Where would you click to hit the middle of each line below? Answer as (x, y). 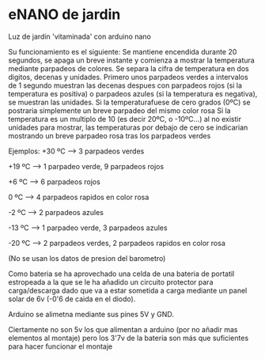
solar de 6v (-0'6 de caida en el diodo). (72, 299)
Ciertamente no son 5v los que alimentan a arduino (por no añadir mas (123, 329)
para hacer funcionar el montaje (61, 346)
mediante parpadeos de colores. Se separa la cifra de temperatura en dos (129, 68)
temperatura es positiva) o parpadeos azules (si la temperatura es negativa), (133, 93)
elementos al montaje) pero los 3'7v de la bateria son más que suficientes (129, 338)
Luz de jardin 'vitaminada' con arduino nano (80, 36)
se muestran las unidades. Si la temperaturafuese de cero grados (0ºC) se (129, 102)
